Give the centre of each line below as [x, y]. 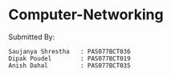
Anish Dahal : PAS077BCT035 [69, 66]
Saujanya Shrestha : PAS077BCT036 [69, 51]
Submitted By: [32, 37]
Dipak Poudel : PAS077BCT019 [69, 58]
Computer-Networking [86, 15]
